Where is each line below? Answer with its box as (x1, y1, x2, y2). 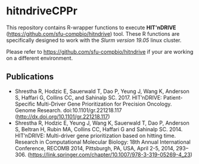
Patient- (163, 94, 183, 101)
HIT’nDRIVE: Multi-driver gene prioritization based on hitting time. (14, 132, 176, 139)
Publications (6, 72, 54, 82)
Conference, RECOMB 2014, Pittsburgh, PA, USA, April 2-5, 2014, (14, 144, 175, 151)
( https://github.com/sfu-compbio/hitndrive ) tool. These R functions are (6, 30, 180, 37)
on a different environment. (6, 54, 73, 61)
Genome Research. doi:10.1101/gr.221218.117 (14, 106, 122, 114)
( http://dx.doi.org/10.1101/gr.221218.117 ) (14, 113, 110, 120)
